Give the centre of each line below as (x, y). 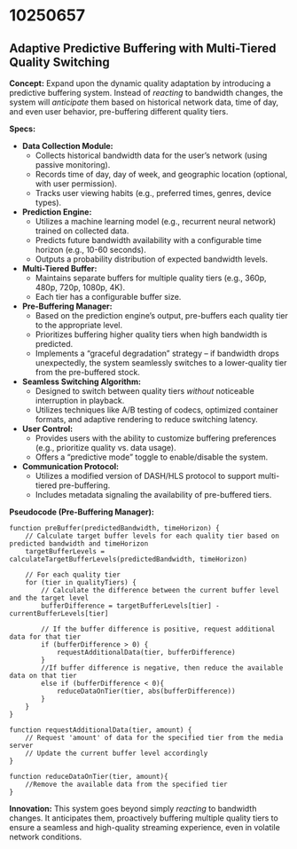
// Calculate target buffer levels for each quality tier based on (152, 536)
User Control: (47, 428)
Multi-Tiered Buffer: (59, 268)
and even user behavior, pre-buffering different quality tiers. (119, 111)
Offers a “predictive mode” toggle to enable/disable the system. (152, 457)
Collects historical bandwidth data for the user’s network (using (151, 155)
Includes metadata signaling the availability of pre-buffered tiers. (153, 495)
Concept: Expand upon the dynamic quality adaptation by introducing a (140, 83)
